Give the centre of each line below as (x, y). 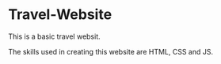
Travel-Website (60, 15)
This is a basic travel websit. (54, 36)
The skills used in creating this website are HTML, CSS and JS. (111, 51)
